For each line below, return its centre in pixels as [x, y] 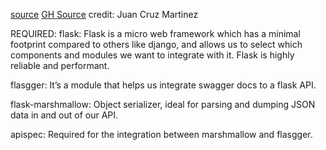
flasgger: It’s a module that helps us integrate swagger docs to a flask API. [163, 85]
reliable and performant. [60, 65]
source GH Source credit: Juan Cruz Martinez [104, 14]
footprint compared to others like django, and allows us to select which [156, 44]
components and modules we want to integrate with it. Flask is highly [152, 55]
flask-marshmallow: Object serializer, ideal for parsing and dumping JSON [163, 104]
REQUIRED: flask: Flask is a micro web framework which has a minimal [155, 33]
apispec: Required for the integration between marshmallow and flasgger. [161, 134]
